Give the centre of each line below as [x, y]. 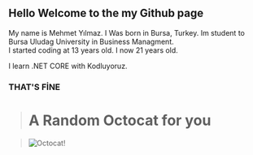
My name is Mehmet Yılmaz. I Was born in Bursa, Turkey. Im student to [127, 32]
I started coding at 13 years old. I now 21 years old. [94, 50]
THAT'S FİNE [35, 87]
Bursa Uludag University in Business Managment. [91, 41]
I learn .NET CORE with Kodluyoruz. [68, 66]
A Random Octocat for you [120, 120]
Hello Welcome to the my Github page [106, 13]
